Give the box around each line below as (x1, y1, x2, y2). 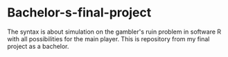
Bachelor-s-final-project (7, 5, 152, 21)
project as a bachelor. (7, 42, 69, 50)
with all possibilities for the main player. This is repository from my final (7, 34, 210, 43)
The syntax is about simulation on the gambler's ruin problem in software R (7, 27, 222, 36)
